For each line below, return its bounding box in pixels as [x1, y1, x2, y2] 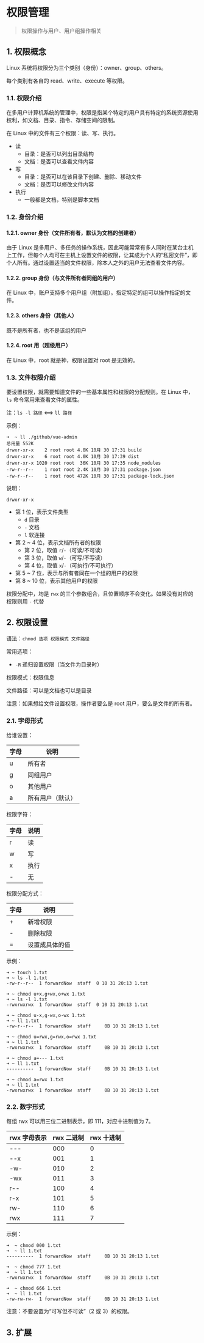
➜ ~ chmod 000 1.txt [6, 1243, 62, 1249]
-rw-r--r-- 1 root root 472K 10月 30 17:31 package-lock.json [6, 473, 175, 479]
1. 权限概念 [6, 46, 47, 57]
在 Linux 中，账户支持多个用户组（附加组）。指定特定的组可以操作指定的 [6, 289, 186, 297]
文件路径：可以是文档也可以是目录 [6, 686, 92, 694]
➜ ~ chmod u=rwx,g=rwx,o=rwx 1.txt [6, 1034, 97, 1040]
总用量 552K [6, 441, 34, 447]
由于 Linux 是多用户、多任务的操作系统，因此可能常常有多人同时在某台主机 [6, 244, 194, 251]
